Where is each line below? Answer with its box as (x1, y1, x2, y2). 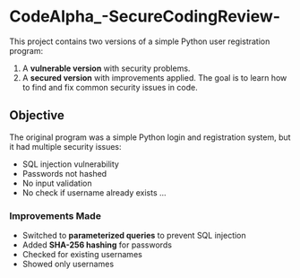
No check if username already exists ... (21, 187, 167, 198)
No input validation (21, 178, 92, 188)
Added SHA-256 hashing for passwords (21, 239, 173, 250)
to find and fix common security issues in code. (21, 82, 199, 92)
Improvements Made (9, 209, 101, 222)
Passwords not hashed (21, 168, 107, 178)
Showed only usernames (21, 258, 115, 270)
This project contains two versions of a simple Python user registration (9, 36, 270, 47)
